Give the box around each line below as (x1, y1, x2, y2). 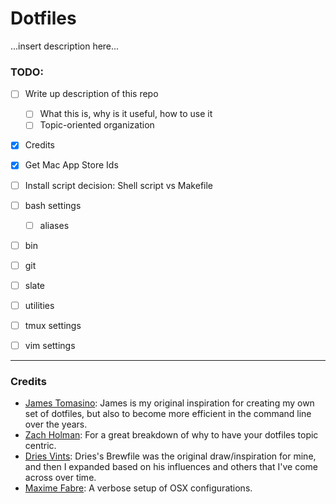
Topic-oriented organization (39, 119, 155, 131)
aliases (39, 219, 70, 231)
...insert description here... (10, 40, 120, 52)
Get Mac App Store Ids (24, 159, 119, 171)
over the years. (24, 418, 88, 431)
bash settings (24, 199, 82, 211)
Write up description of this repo (24, 88, 159, 100)
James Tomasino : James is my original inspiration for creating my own (24, 397, 315, 409)
